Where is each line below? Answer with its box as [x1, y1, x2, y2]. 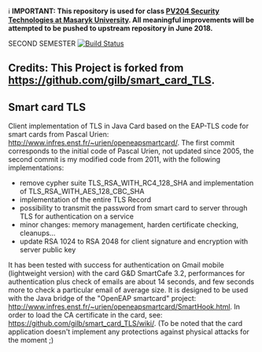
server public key [19, 245, 76, 255]
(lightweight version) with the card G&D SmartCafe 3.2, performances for [8, 269, 245, 278]
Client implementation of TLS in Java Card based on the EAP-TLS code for [8, 121, 249, 131]
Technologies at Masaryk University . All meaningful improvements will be [8, 15, 254, 24]
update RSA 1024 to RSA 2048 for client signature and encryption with [19, 236, 249, 246]
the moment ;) [8, 335, 54, 345]
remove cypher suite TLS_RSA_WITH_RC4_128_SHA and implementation [19, 178, 254, 188]
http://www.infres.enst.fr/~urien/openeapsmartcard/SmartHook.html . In [8, 302, 241, 312]
